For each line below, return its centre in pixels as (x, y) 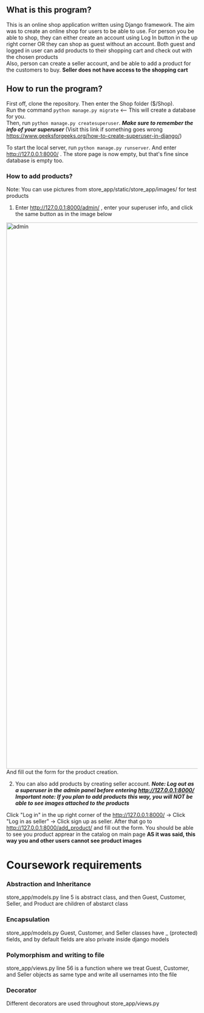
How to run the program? (55, 89)
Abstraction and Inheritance (49, 884)
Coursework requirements (74, 865)
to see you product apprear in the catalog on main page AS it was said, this (101, 834)
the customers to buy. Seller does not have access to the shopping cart (97, 70)
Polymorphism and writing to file (56, 955)
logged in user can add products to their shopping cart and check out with (99, 50)
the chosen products (32, 56)
